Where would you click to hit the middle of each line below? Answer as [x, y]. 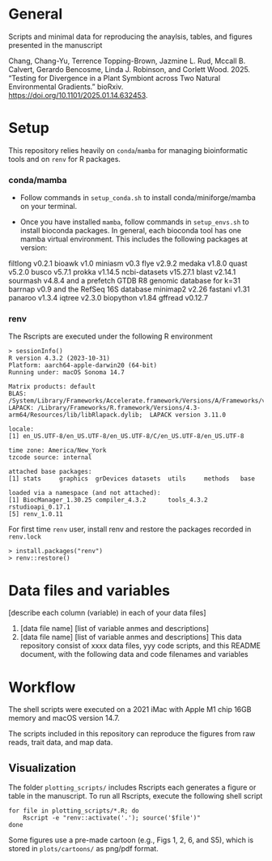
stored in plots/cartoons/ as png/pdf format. [84, 849]
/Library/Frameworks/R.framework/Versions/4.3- [119, 408]
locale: [21, 429]
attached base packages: [50, 472]
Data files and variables [89, 590]
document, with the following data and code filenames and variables [134, 654]
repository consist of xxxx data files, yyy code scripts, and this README [140, 646]
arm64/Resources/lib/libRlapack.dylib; [76, 415]
